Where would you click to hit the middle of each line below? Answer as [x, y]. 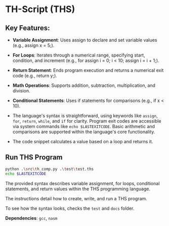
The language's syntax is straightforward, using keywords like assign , [85, 116]
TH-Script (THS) [40, 9]
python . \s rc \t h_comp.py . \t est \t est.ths [50, 169]
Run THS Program [34, 157]
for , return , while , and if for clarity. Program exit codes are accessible [87, 121]
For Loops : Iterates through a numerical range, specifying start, [79, 55]
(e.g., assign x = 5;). [33, 45]
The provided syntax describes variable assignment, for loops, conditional [82, 183]
